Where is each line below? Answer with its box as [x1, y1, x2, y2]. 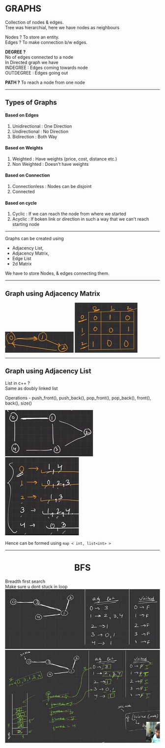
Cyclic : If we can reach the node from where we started [12, 211, 127, 217]
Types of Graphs [5, 98, 57, 107]
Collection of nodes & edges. [5, 19, 64, 25]
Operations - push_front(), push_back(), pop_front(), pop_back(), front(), [5, 395, 151, 401]
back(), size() [5, 400, 32, 406]
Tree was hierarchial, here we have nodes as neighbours [5, 24, 120, 30]
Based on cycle [5, 200, 37, 206]
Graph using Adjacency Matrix [5, 289, 101, 298]
